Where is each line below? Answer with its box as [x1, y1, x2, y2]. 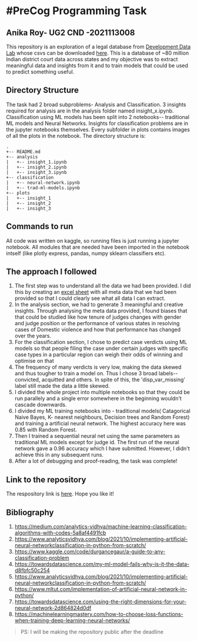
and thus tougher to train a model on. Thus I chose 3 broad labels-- [14, 370, 178, 377]
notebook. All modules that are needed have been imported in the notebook [6, 243, 189, 250]
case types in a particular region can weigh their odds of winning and [14, 351, 183, 358]
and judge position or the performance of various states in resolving [14, 320, 180, 327]
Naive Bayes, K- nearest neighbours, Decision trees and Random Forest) [14, 414, 190, 421]
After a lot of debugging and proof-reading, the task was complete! [14, 458, 178, 465]
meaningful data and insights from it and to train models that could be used [6, 62, 188, 69]
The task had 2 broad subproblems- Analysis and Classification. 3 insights [6, 101, 186, 108]
